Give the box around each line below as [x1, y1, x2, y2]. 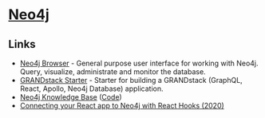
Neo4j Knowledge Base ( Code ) [19, 92, 122, 101]
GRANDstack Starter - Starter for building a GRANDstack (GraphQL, [19, 76, 243, 85]
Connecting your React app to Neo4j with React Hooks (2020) [19, 101, 225, 110]
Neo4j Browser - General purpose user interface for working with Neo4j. [19, 58, 259, 68]
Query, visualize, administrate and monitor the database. [19, 67, 206, 77]
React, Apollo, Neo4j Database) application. [19, 84, 164, 93]
